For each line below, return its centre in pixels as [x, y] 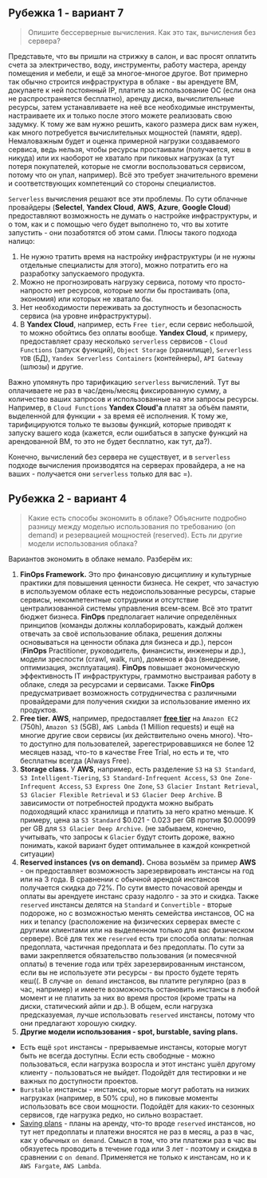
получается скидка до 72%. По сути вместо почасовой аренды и [131, 887]
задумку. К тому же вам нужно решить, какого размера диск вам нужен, [133, 124]
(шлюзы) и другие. [51, 367]
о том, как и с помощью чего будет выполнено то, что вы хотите [118, 224]
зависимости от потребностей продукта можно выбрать [116, 803]
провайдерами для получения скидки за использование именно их [135, 701]
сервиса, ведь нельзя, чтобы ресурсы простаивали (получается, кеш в [130, 149]
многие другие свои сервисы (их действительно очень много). [128, 735]
